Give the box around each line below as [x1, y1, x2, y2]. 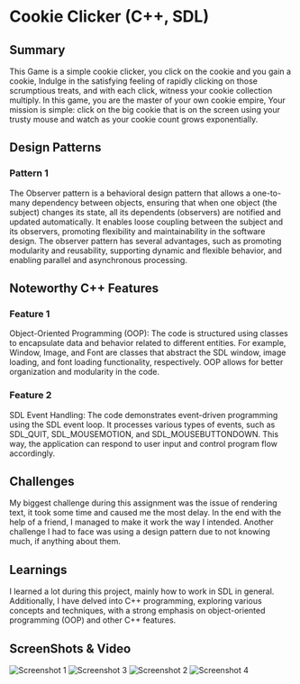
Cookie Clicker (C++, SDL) [9, 6, 210, 27]
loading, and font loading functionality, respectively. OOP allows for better [9, 357, 284, 368]
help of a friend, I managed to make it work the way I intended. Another [9, 516, 274, 528]
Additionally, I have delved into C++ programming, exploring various [9, 596, 263, 606]
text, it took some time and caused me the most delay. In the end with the [9, 507, 282, 518]
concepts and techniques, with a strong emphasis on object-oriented [9, 606, 266, 616]
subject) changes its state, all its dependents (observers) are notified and [9, 206, 281, 217]
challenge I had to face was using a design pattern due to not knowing [9, 526, 270, 537]
